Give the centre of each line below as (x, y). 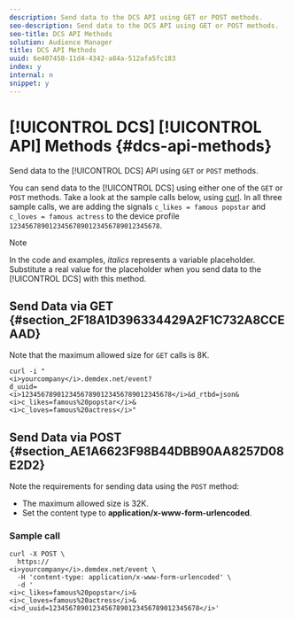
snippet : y (29, 83)
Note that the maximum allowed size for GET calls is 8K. (109, 355)
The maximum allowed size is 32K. (85, 504)
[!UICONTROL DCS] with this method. (78, 278)
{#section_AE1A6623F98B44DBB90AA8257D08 (147, 451)
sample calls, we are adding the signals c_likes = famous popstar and (137, 206)
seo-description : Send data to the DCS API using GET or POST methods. (144, 26)
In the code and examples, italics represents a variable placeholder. (132, 260)
